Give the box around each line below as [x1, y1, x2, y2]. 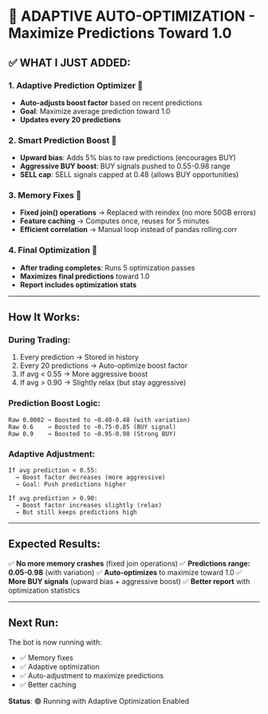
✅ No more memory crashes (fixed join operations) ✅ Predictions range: [8, 558, 250, 568]
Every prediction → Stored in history [19, 353, 140, 362]
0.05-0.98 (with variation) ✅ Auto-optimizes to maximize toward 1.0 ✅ [8, 567, 242, 577]
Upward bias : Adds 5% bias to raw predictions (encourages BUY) [19, 153, 237, 163]
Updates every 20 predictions [19, 115, 121, 124]
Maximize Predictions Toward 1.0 [8, 24, 232, 42]
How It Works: [8, 310, 81, 324]
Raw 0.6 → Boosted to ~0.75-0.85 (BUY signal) [8, 423, 177, 431]
